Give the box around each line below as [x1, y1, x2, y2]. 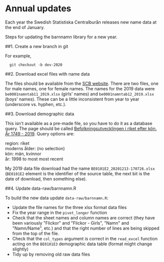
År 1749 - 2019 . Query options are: [5, 131, 75, 136]
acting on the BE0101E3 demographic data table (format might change [12, 241, 152, 247]
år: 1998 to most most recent [5, 156, 63, 162]
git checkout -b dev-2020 [9, 62, 63, 67]
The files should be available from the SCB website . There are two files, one [5, 80, 159, 86]
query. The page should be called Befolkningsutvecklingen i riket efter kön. [5, 126, 157, 131]
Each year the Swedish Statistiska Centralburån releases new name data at [5, 19, 157, 25]
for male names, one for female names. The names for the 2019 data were [5, 85, 155, 91]
